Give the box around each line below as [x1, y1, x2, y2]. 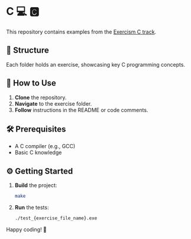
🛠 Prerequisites [6, 124, 66, 134]
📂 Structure [6, 45, 49, 55]
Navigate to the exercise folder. [14, 100, 92, 107]
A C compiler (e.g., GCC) [14, 143, 76, 150]
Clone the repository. [14, 94, 67, 101]
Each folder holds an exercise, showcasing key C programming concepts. [6, 61, 185, 68]
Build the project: [14, 182, 57, 189]
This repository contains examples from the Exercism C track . [6, 28, 157, 35]
